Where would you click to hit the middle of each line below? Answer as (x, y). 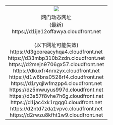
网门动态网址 (56, 17)
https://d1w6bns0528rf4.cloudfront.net (56, 77)
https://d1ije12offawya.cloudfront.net (56, 31)
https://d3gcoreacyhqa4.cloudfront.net (56, 52)
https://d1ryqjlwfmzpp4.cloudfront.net (56, 83)
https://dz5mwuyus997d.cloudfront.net (56, 90)
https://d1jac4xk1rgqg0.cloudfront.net (56, 102)
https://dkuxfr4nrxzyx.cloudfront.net (56, 70)
